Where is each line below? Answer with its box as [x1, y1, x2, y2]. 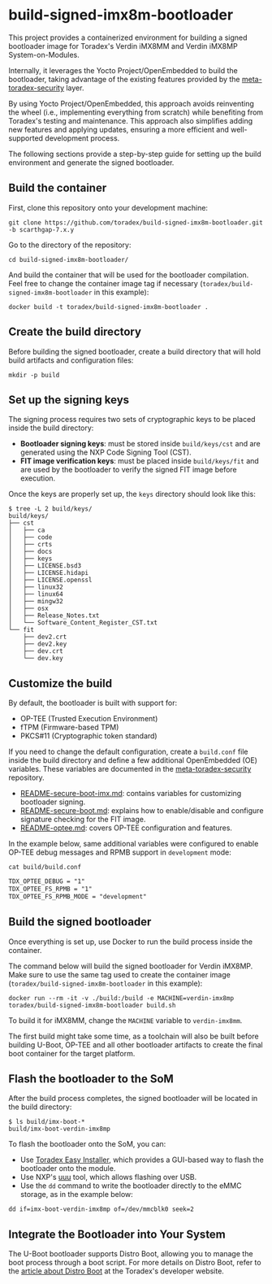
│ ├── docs [8, 547, 53, 556]
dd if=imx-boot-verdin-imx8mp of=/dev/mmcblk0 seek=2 [8, 1205, 195, 1213]
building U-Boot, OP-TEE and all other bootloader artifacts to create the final [8, 1039, 263, 1050]
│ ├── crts [8, 541, 53, 549]
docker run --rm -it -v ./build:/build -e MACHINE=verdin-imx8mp [8, 994, 234, 1002]
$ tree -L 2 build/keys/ [8, 505, 93, 513]
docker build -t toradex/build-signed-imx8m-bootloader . [8, 303, 209, 311]
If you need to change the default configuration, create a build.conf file [8, 746, 249, 757]
